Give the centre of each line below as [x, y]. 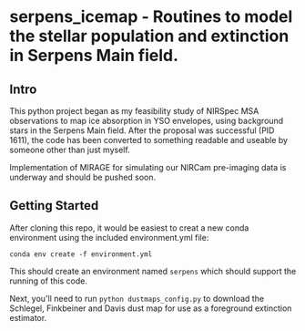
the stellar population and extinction [149, 36]
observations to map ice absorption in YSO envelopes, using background [147, 121]
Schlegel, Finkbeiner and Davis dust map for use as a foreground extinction [151, 308]
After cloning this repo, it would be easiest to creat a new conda [129, 228]
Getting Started [54, 206]
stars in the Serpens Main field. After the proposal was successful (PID [142, 130]
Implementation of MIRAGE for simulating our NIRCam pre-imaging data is [148, 167]
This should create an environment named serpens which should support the [153, 271]
